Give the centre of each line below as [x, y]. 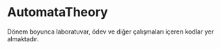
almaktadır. [23, 38]
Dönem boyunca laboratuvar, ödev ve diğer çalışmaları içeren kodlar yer [110, 31]
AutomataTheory [58, 12]
